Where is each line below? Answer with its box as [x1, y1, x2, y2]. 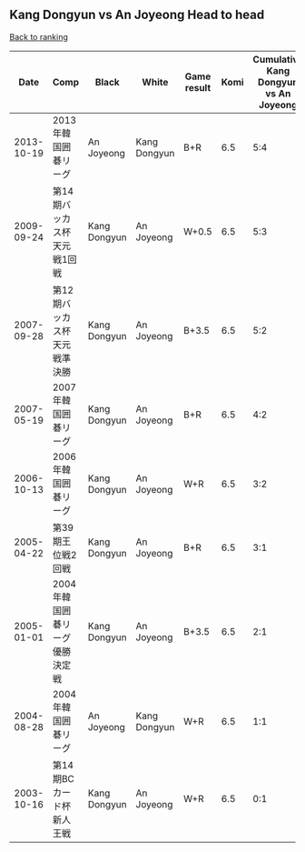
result [184, 81, 212, 94]
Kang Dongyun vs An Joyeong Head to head [9, 7, 265, 23]
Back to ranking [9, 31, 68, 42]
